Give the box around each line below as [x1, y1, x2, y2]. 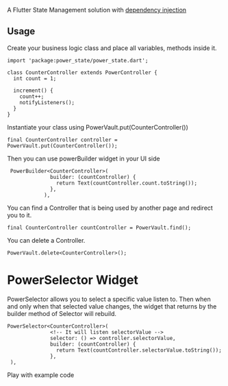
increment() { [13, 87, 53, 94]
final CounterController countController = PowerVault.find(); [7, 224, 192, 231]
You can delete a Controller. [7, 236, 86, 244]
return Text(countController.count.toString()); [55, 180, 197, 186]
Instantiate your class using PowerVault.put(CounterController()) [7, 123, 188, 131]
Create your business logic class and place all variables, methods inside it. [7, 44, 217, 52]
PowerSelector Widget [7, 272, 139, 287]
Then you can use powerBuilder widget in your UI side [7, 154, 160, 162]
